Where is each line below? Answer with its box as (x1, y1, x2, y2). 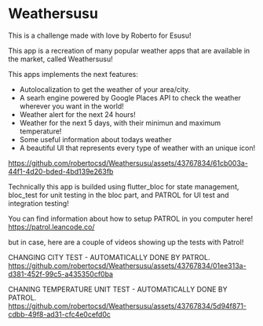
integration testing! (8, 198, 69, 208)
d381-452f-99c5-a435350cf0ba (8, 269, 114, 279)
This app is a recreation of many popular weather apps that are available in (8, 46, 250, 55)
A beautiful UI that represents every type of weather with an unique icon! (19, 143, 256, 152)
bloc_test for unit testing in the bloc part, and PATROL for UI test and (8, 190, 229, 200)
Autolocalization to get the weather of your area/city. (19, 84, 191, 94)
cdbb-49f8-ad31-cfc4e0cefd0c (8, 310, 111, 319)
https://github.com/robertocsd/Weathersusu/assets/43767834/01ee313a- (8, 261, 247, 270)
